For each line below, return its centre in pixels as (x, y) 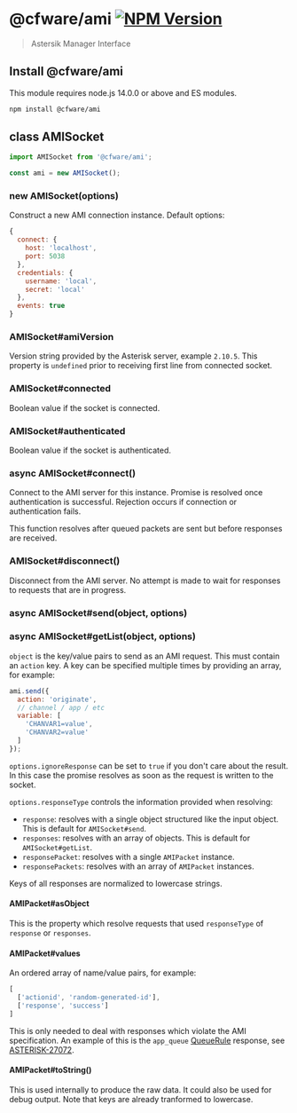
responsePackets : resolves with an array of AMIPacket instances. (138, 866)
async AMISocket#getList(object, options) (103, 636)
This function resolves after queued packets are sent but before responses (146, 529)
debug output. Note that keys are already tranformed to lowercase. (131, 1099)
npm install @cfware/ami (55, 109)
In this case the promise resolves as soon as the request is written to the (141, 775)
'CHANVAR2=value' (57, 732)
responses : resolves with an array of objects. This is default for (136, 838)
